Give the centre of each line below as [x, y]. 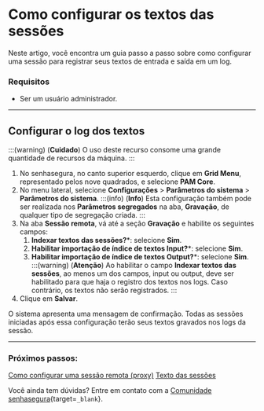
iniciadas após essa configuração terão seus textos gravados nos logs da [127, 322]
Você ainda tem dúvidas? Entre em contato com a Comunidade [110, 391]
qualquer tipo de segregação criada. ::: [82, 215]
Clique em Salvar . [49, 299]
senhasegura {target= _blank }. [56, 399]
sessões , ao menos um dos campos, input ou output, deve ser [132, 273]
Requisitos [29, 82]
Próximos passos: [43, 358]
